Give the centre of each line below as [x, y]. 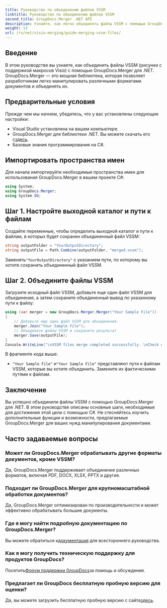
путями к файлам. [31, 374]
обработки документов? [37, 494]
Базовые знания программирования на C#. [58, 144]
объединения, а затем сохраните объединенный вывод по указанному [81, 298]
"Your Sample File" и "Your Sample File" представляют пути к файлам [86, 364]
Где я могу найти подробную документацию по [66, 523]
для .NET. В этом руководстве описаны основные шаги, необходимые [80, 407]
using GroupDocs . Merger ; [31, 191]
